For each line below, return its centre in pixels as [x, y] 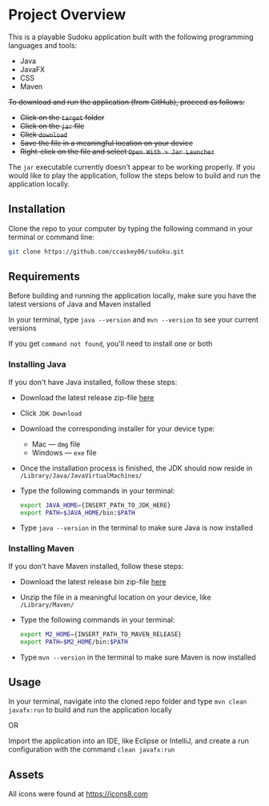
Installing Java [37, 364]
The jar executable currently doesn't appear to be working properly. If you [132, 166]
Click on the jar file [52, 126]
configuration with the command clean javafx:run [92, 749]
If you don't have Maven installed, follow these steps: [96, 566]
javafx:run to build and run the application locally [90, 710]
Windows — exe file [64, 452]
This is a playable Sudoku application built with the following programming [131, 37]
